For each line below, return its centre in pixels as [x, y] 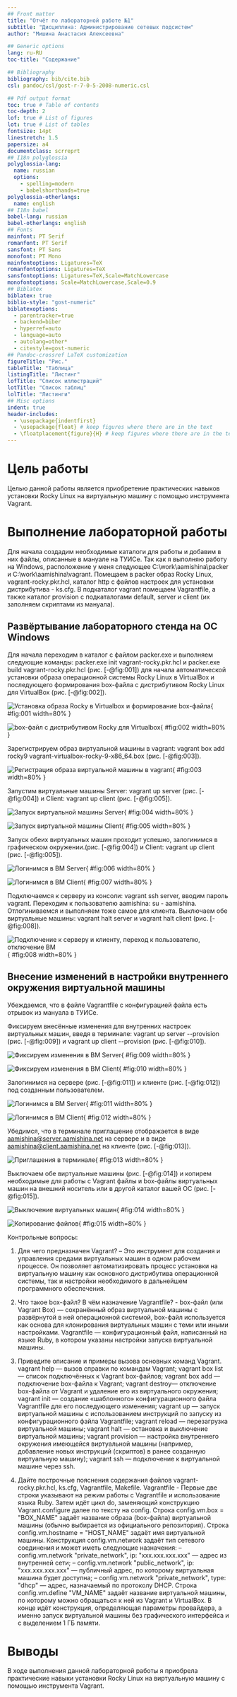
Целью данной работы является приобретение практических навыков [114, 488]
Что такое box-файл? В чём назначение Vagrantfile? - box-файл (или [120, 1302]
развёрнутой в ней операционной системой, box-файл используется [121, 1317]
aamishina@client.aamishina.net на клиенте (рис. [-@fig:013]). [99, 1146]
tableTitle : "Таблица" [41, 368]
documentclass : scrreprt [44, 151]
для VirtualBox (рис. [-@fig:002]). [57, 692]
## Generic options [36, 47]
